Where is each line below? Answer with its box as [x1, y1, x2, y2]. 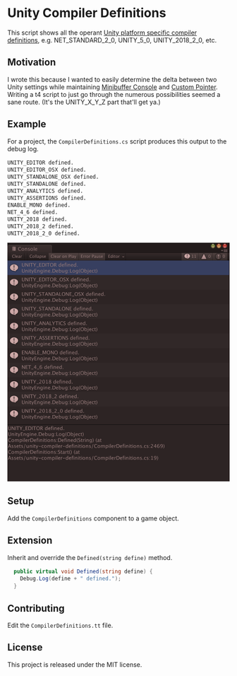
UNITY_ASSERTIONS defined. [7, 194, 87, 202]
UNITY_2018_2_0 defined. [7, 230, 80, 237]
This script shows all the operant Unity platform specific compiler [7, 28, 197, 37]
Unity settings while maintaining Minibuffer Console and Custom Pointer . [7, 83, 218, 91]
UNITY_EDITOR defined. [7, 159, 74, 166]
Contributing [7, 602, 65, 614]
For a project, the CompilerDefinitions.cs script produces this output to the [7, 136, 227, 146]
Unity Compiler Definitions [7, 5, 166, 21]
